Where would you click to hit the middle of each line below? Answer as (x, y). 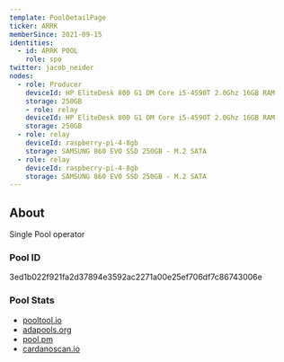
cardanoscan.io (51, 349)
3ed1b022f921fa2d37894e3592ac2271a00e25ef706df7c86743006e (136, 277)
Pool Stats (32, 300)
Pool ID (25, 257)
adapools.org (47, 330)
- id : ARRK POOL (48, 51)
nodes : (22, 76)
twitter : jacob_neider (52, 68)
